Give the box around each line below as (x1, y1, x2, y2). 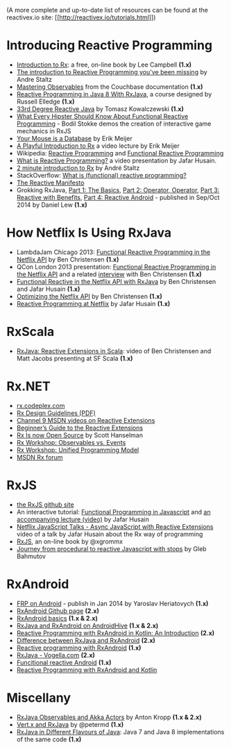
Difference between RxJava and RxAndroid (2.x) (16, 636, 155, 644)
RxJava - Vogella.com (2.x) (16, 650, 95, 659)
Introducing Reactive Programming (6, 37, 213, 53)
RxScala (6, 324, 55, 339)
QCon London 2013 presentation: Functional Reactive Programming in (16, 262, 216, 271)
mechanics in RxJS (16, 126, 71, 135)
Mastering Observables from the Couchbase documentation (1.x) (16, 83, 203, 91)
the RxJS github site (16, 500, 74, 509)
